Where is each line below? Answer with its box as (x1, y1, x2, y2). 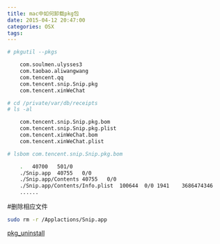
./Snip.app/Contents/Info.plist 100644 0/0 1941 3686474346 (19, 182, 214, 190)
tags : (7, 29, 23, 37)
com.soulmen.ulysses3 (19, 61, 82, 68)
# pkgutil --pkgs (7, 49, 58, 56)
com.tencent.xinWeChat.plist (19, 138, 104, 145)
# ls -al (7, 106, 33, 113)
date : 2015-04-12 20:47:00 (7, 17, 86, 24)
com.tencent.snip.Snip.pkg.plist (19, 125, 117, 132)
